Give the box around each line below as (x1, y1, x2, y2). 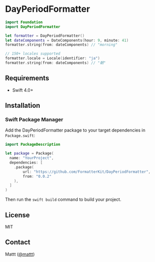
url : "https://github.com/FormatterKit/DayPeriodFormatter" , (23, 169, 151, 174)
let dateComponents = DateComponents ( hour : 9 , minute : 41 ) (5, 38, 129, 43)
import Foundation (5, 20, 43, 25)
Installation (5, 101, 40, 110)
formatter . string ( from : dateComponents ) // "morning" (5, 42, 118, 47)
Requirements (5, 74, 49, 82)
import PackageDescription (5, 142, 61, 147)
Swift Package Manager (5, 116, 63, 123)
